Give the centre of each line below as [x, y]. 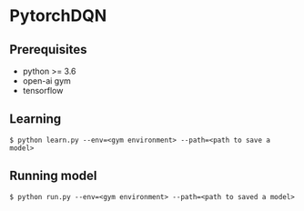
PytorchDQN [58, 16]
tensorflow [43, 90]
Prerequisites [48, 50]
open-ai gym [46, 81]
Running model [53, 176]
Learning [35, 119]
